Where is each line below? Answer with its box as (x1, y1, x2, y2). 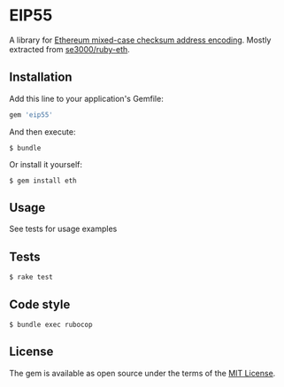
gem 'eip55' (9, 110, 53, 120)
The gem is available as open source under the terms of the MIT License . (9, 368, 276, 378)
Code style (9, 297, 71, 312)
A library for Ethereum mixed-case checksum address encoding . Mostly (9, 35, 272, 45)
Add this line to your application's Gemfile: (9, 93, 164, 104)
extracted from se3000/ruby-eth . (9, 43, 130, 54)
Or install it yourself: (9, 159, 82, 169)
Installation (9, 70, 73, 85)
